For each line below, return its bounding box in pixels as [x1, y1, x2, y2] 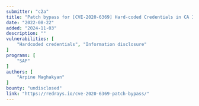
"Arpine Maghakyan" [17, 74, 65, 80]
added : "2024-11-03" [6, 25, 57, 31]
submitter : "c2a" [6, 8, 49, 15]
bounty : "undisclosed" [6, 85, 62, 91]
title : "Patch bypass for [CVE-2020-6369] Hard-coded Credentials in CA [6, 14, 190, 20]
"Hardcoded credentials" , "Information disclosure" [17, 42, 147, 48]
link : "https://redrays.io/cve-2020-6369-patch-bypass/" [6, 91, 150, 97]
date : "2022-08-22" [6, 19, 54, 25]
